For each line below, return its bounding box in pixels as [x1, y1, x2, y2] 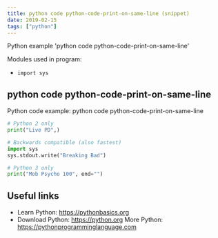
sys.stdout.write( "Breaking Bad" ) [7, 152, 107, 159]
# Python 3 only [7, 164, 54, 171]
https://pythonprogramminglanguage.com [17, 223, 137, 231]
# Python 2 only [7, 120, 54, 128]
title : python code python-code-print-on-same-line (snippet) [7, 10, 190, 17]
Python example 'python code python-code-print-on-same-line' [7, 42, 190, 50]
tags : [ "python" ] [7, 23, 57, 30]
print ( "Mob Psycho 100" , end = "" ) [7, 170, 103, 178]
